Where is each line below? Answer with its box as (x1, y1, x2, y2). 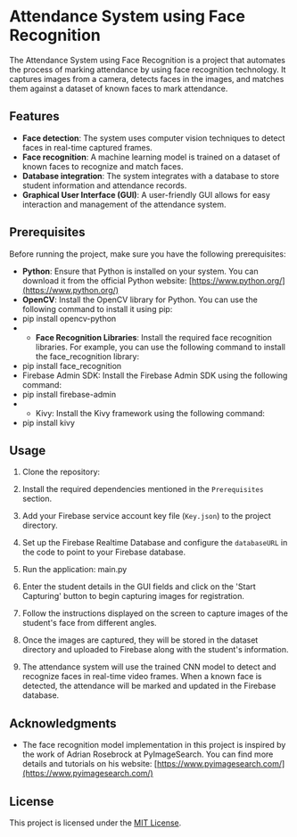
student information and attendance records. (21, 180, 187, 191)
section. (21, 493, 53, 505)
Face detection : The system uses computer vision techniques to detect (21, 132, 285, 144)
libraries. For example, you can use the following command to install (35, 341, 285, 352)
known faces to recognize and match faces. (21, 160, 184, 171)
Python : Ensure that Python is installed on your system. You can (21, 266, 259, 276)
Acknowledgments (9, 716, 118, 731)
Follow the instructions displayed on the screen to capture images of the (21, 608, 288, 619)
